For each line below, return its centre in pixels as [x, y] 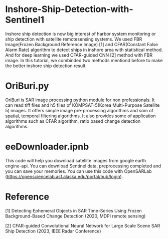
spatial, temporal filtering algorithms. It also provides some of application [80, 116]
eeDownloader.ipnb [47, 147]
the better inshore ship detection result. [46, 66]
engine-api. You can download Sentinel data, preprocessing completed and [83, 166]
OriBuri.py [27, 86]
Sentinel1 [25, 20]
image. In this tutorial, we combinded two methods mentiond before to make [84, 60]
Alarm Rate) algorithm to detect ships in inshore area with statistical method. [84, 50]
